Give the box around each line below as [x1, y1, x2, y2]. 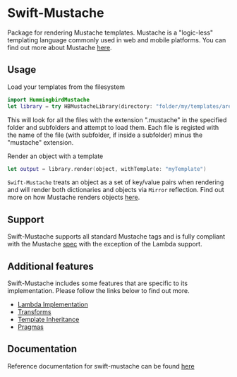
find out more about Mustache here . [7, 43, 112, 52]
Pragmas [17, 323, 44, 331]
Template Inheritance [17, 316, 80, 323]
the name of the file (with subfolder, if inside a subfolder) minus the [7, 131, 203, 139]
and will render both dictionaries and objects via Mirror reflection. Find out [7, 186, 224, 194]
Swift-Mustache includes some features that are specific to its [7, 279, 188, 287]
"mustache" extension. [7, 138, 74, 146]
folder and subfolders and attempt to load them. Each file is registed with [7, 123, 219, 131]
